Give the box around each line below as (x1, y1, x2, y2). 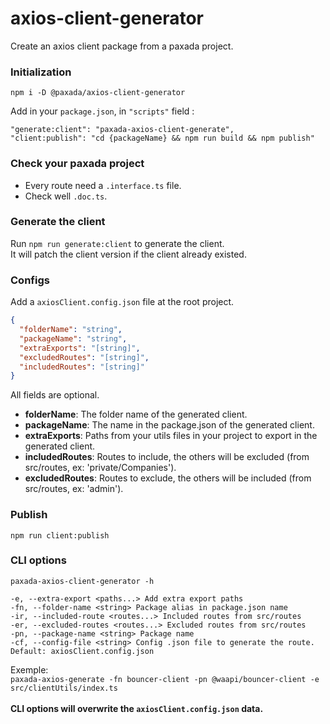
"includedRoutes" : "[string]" (19, 362, 145, 372)
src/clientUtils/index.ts (10, 683, 118, 693)
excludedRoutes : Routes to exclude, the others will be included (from (24, 472, 312, 484)
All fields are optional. (10, 389, 100, 401)
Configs (10, 273, 50, 287)
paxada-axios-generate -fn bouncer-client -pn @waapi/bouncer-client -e (10, 674, 320, 684)
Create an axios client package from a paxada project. (10, 40, 234, 52)
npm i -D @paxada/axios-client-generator (10, 88, 186, 98)
